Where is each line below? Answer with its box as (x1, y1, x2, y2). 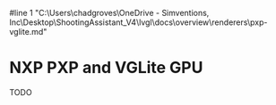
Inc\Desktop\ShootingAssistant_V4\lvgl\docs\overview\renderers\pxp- (9, 17, 268, 28)
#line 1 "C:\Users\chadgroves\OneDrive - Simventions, (9, 8, 210, 18)
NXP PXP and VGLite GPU (9, 58, 203, 78)
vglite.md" (9, 27, 47, 36)
